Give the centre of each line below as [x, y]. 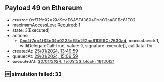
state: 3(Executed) [31, 30]
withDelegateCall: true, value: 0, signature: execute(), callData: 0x [86, 45]
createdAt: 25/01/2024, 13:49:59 [45, 51]
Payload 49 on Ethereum [43, 8]
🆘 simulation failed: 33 [34, 74]
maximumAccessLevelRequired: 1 [46, 25]
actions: [20, 35]
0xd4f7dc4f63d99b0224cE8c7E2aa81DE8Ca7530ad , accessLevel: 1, [89, 41]
